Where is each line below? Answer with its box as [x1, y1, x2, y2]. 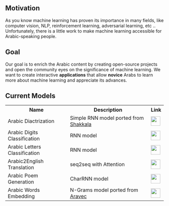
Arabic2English [8, 158, 44, 165]
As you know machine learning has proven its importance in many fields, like [5, 17, 164, 23]
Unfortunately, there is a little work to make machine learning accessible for [5, 28, 162, 34]
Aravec [69, 193, 87, 200]
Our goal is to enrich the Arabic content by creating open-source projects [5, 61, 157, 67]
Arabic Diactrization [8, 118, 54, 125]
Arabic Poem [8, 172, 39, 179]
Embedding [8, 193, 35, 200]
